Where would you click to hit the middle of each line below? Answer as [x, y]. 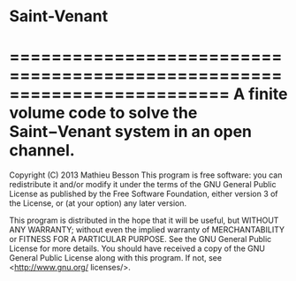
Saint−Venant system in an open [130, 132]
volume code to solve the [103, 113]
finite [268, 94]
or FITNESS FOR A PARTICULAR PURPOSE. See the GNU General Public [140, 239]
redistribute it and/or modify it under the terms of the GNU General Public [143, 185]
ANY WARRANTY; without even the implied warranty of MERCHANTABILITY [147, 230]
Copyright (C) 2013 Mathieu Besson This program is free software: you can [146, 175]
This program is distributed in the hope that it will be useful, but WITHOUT [144, 220]
